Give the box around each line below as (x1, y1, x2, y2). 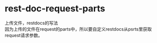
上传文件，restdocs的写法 (5, 20, 58, 26)
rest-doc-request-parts (5, 3, 105, 14)
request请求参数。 (5, 32, 43, 38)
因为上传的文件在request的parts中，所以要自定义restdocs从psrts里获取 (5, 26, 152, 32)
